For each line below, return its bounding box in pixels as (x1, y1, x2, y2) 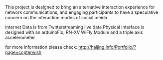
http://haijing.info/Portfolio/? (78, 44, 136, 50)
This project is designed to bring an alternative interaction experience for (5, 4, 156, 10)
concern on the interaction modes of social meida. (5, 15, 109, 20)
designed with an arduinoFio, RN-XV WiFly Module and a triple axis (5, 30, 143, 35)
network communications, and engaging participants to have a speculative (5, 9, 159, 15)
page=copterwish (5, 49, 42, 55)
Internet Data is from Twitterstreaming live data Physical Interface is (5, 24, 145, 30)
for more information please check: (5, 44, 77, 50)
